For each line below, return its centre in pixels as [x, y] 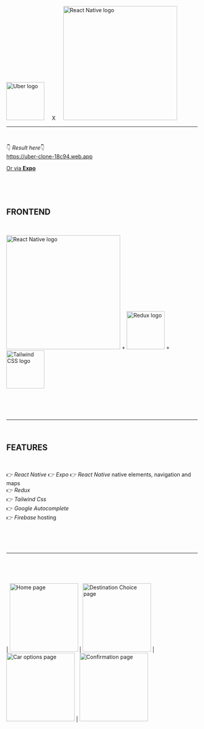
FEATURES [27, 448]
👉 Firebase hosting [31, 517]
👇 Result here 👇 [25, 148]
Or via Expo [21, 168]
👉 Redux [18, 490]
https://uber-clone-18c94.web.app [49, 156]
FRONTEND [29, 212]
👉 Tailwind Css [26, 499]
